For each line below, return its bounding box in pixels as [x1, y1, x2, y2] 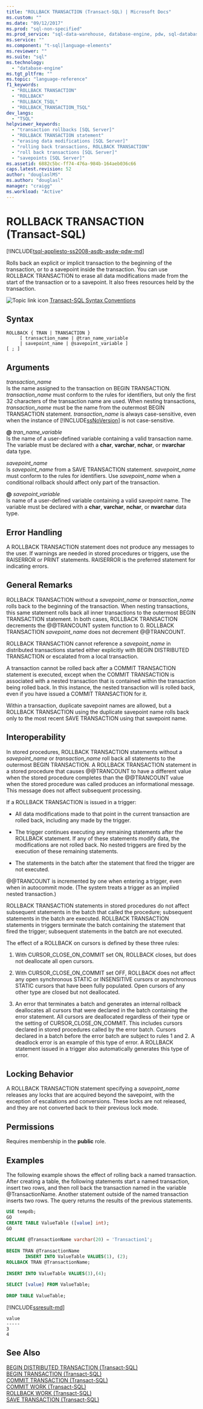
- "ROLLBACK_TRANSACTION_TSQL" [11, 104, 91, 111]
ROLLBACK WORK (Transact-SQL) [6, 1389, 92, 1396]
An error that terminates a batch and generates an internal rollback [14, 1000, 181, 1007]
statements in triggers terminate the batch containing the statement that [6, 921, 185, 928]
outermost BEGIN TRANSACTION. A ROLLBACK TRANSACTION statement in [6, 761, 197, 768]
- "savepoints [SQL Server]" [11, 155, 85, 161]
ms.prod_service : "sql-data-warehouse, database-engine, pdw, [6, 31, 166, 37]
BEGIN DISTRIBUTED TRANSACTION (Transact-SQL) [6, 1364, 138, 1371]
